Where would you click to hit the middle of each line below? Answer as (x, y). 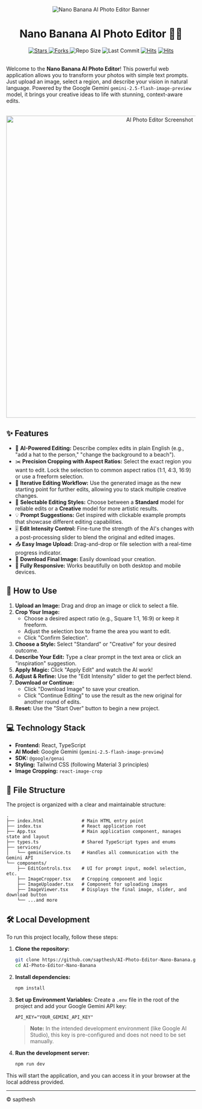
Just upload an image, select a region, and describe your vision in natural (97, 82)
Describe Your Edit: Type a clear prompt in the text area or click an (98, 657)
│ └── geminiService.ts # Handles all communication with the (93, 853)
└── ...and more (38, 900)
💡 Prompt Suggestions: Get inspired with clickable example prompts (100, 515)
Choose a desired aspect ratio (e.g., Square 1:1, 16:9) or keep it (101, 618)
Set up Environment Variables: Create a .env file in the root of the (97, 1000)
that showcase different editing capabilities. (69, 521)
